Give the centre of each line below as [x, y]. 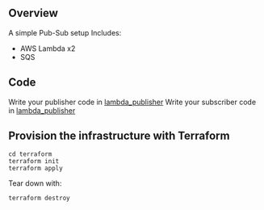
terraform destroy [39, 198]
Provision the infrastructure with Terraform [119, 136]
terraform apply [36, 169]
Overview [34, 13]
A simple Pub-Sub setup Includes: [65, 32]
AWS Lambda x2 [48, 48]
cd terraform [30, 154]
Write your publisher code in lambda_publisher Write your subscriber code [132, 102]
